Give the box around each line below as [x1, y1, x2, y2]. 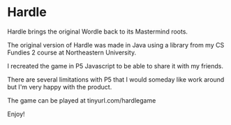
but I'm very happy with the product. [7, 82, 112, 91]
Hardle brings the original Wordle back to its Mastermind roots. [7, 27, 188, 36]
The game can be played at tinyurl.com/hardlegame [7, 96, 156, 105]
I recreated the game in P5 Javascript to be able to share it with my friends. [7, 61, 223, 70]
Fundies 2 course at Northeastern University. [7, 48, 137, 57]
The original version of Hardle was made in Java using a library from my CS [7, 41, 225, 49]
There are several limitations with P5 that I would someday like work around [7, 75, 225, 84]
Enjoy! [7, 110, 26, 118]
